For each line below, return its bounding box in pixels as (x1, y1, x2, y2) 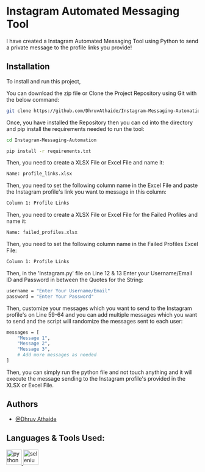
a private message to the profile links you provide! (6, 44, 132, 51)
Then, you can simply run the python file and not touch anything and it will (6, 368, 193, 376)
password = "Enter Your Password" (6, 294, 95, 300)
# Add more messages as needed (17, 352, 97, 358)
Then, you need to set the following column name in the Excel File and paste (6, 181, 198, 189)
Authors (6, 399, 38, 409)
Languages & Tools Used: (6, 433, 105, 443)
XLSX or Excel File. (6, 381, 54, 389)
